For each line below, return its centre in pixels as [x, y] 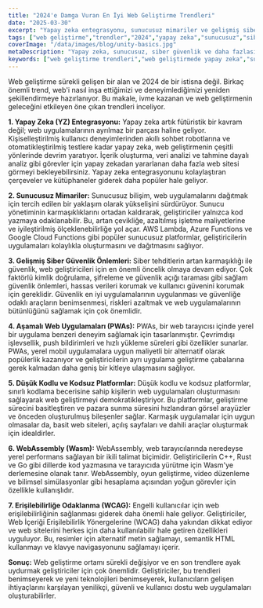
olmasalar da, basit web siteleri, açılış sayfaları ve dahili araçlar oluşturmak [128, 424]
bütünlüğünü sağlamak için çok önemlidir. [75, 310]
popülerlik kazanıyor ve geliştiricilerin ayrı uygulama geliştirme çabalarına [126, 359]
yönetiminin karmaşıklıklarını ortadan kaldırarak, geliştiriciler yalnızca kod [126, 212]
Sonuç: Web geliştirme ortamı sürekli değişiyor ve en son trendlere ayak [124, 562]
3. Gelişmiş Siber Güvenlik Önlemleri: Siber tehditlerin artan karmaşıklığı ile [130, 261]
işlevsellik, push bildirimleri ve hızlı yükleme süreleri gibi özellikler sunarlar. [128, 342]
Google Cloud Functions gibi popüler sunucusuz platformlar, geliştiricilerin [127, 237]
